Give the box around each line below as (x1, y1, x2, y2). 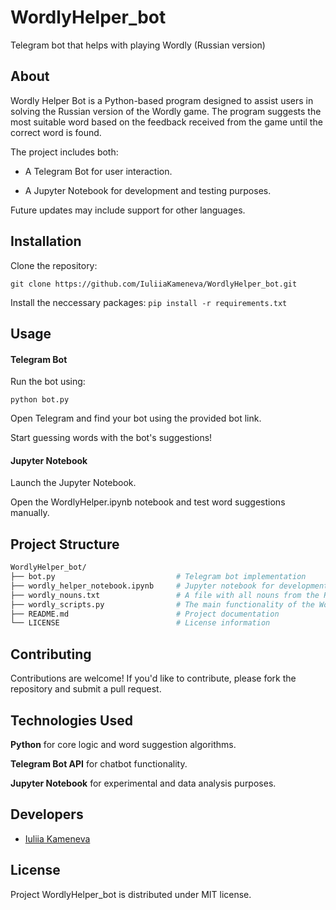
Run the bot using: (10, 376, 86, 388)
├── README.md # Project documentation (10, 609, 280, 619)
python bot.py (10, 395, 70, 405)
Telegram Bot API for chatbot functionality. (10, 757, 188, 770)
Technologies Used (10, 712, 133, 729)
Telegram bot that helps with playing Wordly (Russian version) (10, 39, 266, 51)
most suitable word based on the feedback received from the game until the (10, 116, 323, 128)
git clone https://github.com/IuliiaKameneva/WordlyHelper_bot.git (10, 279, 298, 289)
